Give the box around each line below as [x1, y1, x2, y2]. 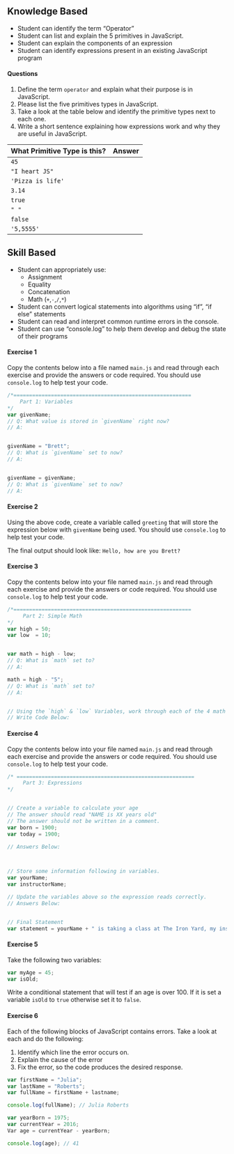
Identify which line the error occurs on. [17, 1048, 130, 1056]
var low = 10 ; [7, 632, 52, 639]
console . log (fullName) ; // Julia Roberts [7, 1102, 130, 1109]
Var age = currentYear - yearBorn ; [7, 1127, 111, 1134]
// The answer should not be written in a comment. [7, 817, 160, 824]
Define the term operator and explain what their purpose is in [17, 85, 193, 93]
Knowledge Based [7, 6, 88, 17]
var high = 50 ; [7, 625, 52, 633]
